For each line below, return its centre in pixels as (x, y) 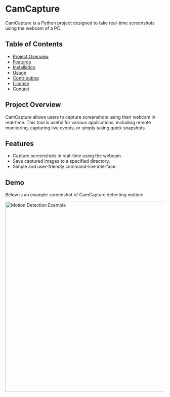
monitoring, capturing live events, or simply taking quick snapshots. (76, 128)
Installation (24, 67)
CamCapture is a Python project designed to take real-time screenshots (80, 23)
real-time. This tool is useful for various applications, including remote (78, 122)
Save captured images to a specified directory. (61, 161)
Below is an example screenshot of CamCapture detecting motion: (74, 195)
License (21, 83)
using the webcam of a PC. (33, 28)
